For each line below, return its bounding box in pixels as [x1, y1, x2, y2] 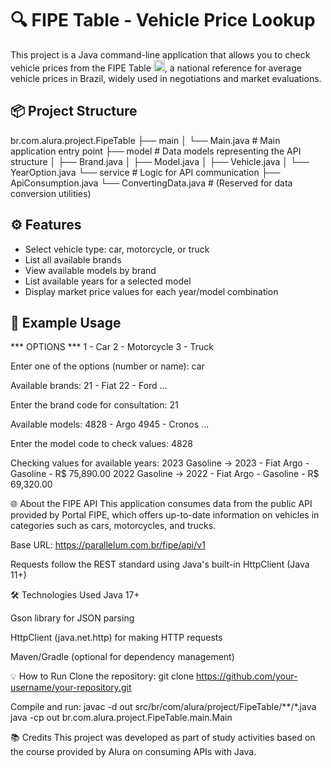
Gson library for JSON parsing [10, 612, 135, 624]
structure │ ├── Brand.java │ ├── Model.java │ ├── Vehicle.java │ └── [10, 155, 310, 167]
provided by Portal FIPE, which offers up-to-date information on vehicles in [10, 509, 320, 521]
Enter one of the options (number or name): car [10, 360, 205, 372]
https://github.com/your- [196, 670, 298, 682]
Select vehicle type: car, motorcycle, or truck [24, 243, 210, 255]
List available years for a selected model [24, 275, 192, 287]
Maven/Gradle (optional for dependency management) [10, 651, 235, 663]
